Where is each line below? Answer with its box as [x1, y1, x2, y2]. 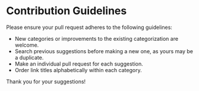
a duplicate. [14, 54, 44, 61]
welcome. [14, 41, 39, 48]
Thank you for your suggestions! [6, 78, 86, 85]
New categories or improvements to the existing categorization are [14, 35, 179, 42]
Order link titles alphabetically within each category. [14, 66, 142, 73]
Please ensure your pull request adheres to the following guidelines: [6, 24, 172, 31]
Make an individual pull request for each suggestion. [14, 60, 144, 67]
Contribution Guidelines [6, 4, 127, 18]
